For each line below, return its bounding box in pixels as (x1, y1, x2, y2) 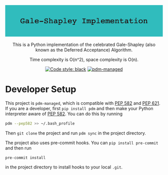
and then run (5, 145, 31, 151)
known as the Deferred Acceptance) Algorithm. (35, 47, 133, 53)
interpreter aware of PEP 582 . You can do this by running (5, 111, 123, 117)
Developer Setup (5, 83, 76, 95)
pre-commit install (5, 155, 46, 160)
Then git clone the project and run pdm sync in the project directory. (5, 130, 146, 136)
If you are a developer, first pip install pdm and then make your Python (5, 105, 153, 111)
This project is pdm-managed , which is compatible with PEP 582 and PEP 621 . (5, 100, 161, 106)
